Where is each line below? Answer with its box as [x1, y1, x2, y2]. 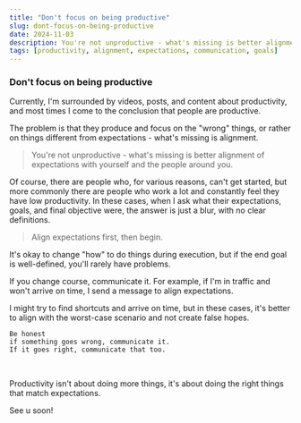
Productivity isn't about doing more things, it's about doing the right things [9, 378, 284, 389]
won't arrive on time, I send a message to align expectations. [9, 285, 234, 296]
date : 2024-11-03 [9, 30, 74, 38]
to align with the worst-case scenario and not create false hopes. [9, 312, 250, 323]
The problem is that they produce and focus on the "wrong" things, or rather [9, 123, 291, 134]
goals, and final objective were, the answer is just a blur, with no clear [9, 205, 266, 216]
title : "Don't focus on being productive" [9, 13, 170, 22]
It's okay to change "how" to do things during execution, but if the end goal [9, 250, 288, 260]
